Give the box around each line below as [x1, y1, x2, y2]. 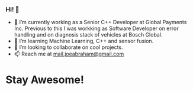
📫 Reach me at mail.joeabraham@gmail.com [14, 50, 124, 58]
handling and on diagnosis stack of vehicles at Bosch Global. [14, 31, 163, 38]
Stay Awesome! [5, 73, 84, 87]
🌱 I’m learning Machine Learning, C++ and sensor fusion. [14, 38, 154, 45]
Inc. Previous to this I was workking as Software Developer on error [14, 25, 179, 32]
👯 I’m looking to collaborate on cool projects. [14, 44, 123, 51]
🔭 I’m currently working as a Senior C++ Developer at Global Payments [14, 19, 187, 26]
